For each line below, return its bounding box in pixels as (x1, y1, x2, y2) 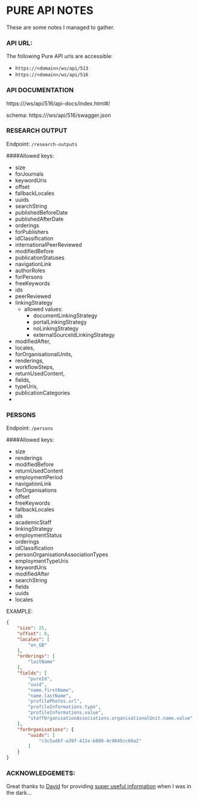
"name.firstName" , (28, 687, 74, 693)
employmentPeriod (14, 474, 63, 481)
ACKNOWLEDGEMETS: (6, 769, 75, 777)
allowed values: (24, 305, 63, 313)
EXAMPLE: (6, 608, 33, 615)
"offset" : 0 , (17, 631, 50, 637)
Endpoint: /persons (6, 425, 53, 432)
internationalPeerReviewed (14, 241, 83, 248)
